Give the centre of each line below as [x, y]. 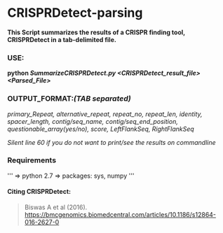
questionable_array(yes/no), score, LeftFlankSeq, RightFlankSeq [101, 129]
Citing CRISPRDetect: [39, 192]
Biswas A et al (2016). [56, 207]
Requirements [32, 160]
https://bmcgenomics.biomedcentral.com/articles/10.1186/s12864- [120, 215]
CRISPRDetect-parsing [75, 13]
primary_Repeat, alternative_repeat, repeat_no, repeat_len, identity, [105, 114]
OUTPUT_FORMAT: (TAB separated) [69, 99]
